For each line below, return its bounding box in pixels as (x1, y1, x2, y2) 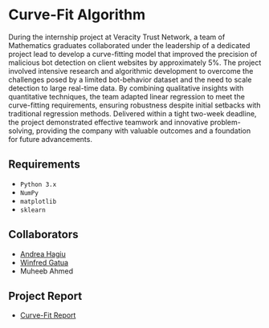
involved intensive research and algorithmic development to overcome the (8, 66, 254, 75)
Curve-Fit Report (19, 310, 76, 320)
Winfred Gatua (19, 257, 69, 267)
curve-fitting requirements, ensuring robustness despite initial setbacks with (8, 100, 261, 110)
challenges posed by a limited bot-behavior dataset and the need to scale (8, 75, 252, 84)
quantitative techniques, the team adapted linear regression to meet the (8, 91, 245, 101)
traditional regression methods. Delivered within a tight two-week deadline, (8, 108, 257, 118)
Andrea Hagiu (19, 249, 66, 258)
